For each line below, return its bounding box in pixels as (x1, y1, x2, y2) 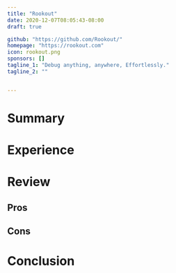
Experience (7, 142, 74, 157)
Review (7, 174, 51, 190)
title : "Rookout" (7, 10, 58, 17)
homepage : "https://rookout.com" (7, 42, 104, 49)
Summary (7, 110, 65, 126)
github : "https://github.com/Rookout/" (7, 36, 123, 42)
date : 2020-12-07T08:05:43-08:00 (7, 17, 104, 24)
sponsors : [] (7, 55, 45, 63)
